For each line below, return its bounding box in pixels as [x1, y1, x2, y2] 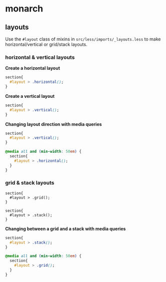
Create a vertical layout [5, 93, 55, 99]
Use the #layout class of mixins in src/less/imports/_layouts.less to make [5, 36, 161, 42]
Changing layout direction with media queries [5, 121, 102, 127]
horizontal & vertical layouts [5, 53, 75, 60]
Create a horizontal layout [5, 65, 60, 71]
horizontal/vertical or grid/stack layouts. [5, 41, 87, 47]
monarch [5, 3, 43, 14]
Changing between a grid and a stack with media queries [5, 226, 126, 232]
